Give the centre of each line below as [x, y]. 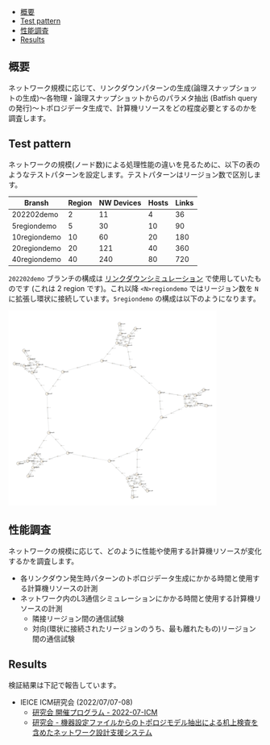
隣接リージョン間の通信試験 [78, 618]
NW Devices [120, 203]
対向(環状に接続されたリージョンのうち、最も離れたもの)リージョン [144, 628]
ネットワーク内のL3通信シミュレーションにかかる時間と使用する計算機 [137, 598]
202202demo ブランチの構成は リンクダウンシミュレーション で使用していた [131, 278]
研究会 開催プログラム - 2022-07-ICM [95, 712]
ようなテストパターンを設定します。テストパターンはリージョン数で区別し [131, 174]
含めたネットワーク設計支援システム [92, 732]
